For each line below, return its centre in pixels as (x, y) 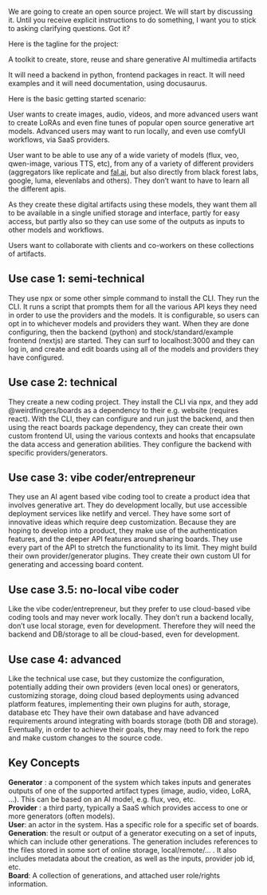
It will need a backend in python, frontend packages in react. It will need (127, 75)
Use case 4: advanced (65, 659)
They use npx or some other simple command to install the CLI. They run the (134, 298)
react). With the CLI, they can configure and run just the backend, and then (132, 419)
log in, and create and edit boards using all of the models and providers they (133, 349)
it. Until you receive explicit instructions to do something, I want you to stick (132, 20)
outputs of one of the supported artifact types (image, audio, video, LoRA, (130, 791)
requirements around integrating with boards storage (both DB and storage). (133, 721)
